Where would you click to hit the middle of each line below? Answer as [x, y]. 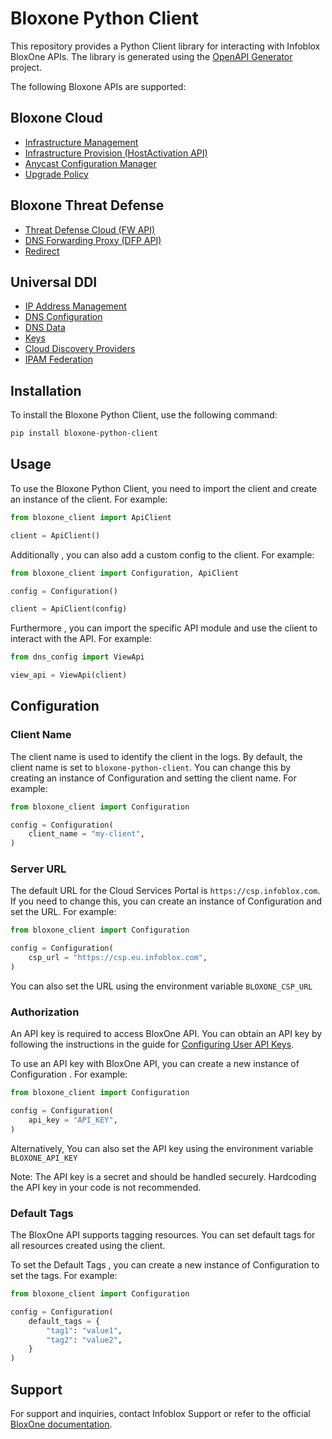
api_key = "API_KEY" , [73, 1120]
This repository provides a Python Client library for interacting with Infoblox [165, 46]
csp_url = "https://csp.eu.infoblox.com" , [118, 958]
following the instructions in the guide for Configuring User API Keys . [152, 1044]
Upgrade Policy [56, 174]
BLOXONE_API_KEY [44, 1158]
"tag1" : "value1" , [84, 1330]
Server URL [38, 869]
